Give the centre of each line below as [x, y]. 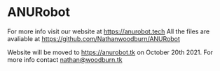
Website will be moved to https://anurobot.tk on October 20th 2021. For [110, 52]
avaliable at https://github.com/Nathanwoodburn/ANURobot [94, 38]
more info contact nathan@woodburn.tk [65, 59]
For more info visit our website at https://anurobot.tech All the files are [109, 31]
